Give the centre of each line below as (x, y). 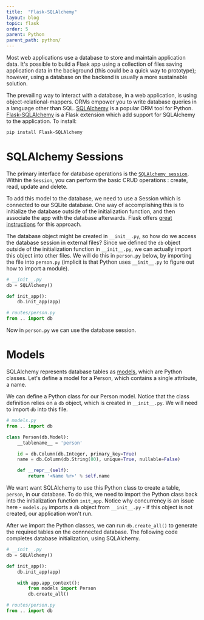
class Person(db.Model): (38, 437)
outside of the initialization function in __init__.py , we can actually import (99, 249)
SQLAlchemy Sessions (65, 157)
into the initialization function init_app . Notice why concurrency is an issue (100, 501)
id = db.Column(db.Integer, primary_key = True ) (77, 454)
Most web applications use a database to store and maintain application (96, 58)
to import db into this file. (37, 409)
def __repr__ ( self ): (43, 470)
